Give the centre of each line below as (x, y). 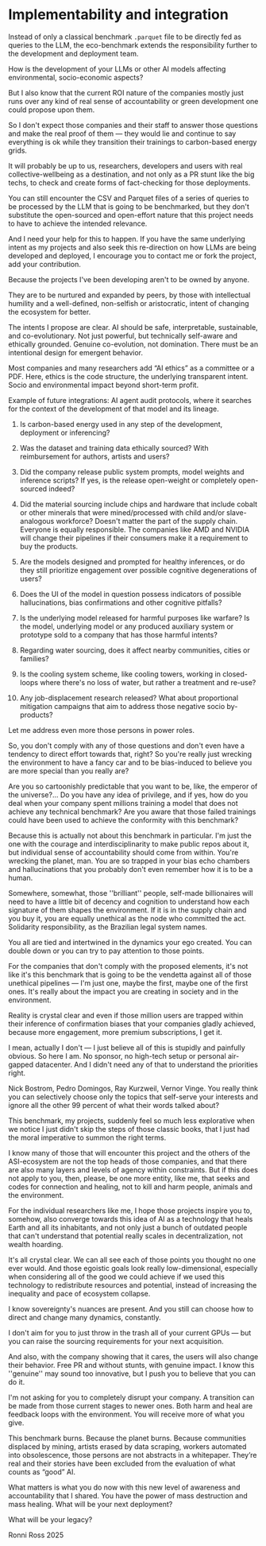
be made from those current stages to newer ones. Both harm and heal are (131, 1405)
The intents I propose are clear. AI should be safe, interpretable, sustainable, (133, 327)
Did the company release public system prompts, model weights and (132, 471)
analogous (37, 521)
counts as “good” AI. (42, 1471)
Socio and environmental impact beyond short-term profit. (104, 385)
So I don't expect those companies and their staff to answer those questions (133, 125)
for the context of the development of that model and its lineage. (114, 409)
